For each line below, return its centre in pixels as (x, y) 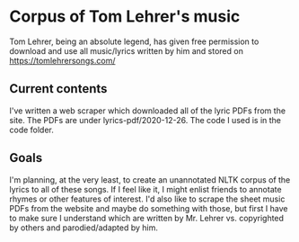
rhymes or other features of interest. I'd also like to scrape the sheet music (147, 199)
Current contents (58, 89)
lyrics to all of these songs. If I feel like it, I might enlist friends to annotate (145, 189)
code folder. (31, 130)
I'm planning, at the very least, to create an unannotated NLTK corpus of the (150, 179)
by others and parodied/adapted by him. (84, 228)
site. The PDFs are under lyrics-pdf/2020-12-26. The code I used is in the (145, 120)
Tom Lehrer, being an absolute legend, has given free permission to (134, 41)
